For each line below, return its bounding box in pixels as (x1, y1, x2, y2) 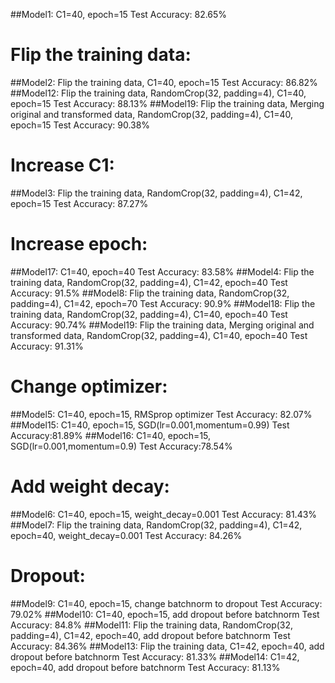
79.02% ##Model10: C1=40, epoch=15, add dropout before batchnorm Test (10, 608, 320, 620)
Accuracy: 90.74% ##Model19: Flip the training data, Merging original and (10, 319, 315, 331)
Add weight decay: (10, 475, 170, 498)
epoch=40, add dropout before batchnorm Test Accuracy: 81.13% (10, 661, 281, 673)
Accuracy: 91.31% (10, 340, 84, 352)
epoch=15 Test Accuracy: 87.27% (10, 197, 149, 209)
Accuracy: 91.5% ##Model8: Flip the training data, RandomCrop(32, (10, 287, 290, 299)
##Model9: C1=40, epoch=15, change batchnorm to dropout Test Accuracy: (10, 597, 323, 609)
